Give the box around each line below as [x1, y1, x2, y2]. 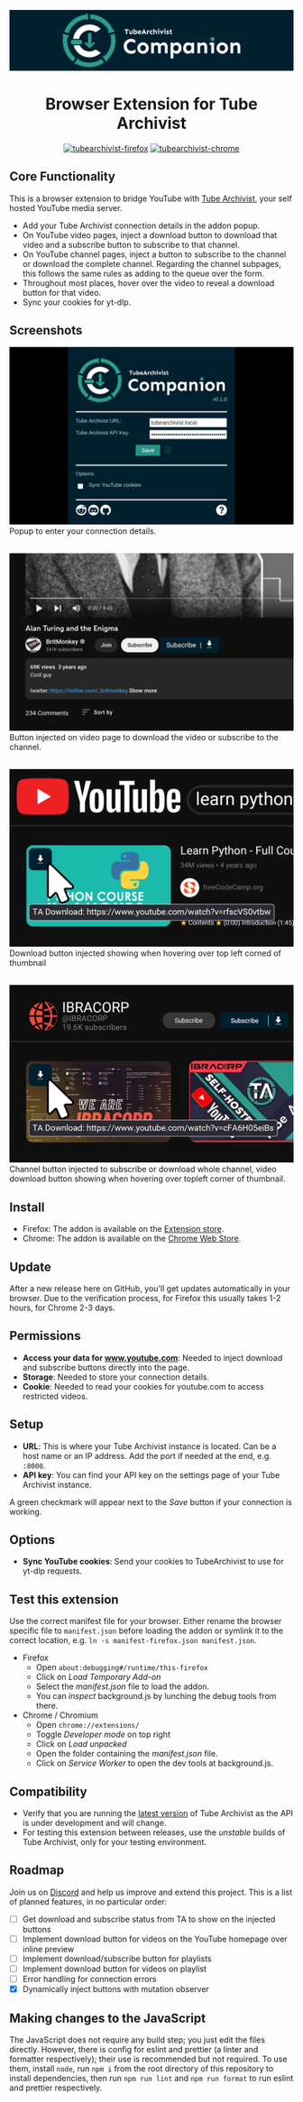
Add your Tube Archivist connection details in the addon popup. [22, 220, 261, 231]
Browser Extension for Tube [44, 94, 259, 114]
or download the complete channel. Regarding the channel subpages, [22, 258, 281, 269]
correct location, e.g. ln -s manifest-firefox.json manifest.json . [9, 1635, 257, 1646]
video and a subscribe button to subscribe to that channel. [22, 239, 241, 250]
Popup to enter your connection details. [9, 526, 157, 537]
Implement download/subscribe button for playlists [22, 1953, 212, 1964]
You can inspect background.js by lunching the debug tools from [35, 1691, 277, 1702]
